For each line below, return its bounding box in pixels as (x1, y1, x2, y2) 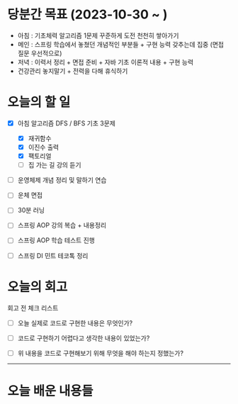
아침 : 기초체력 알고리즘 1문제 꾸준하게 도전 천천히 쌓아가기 (17, 31, 179, 40)
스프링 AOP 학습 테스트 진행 (17, 236, 96, 245)
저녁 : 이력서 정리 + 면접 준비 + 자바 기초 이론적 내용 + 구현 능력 (17, 57, 193, 66)
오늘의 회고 (7, 279, 68, 295)
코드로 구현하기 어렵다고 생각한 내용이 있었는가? (17, 334, 150, 342)
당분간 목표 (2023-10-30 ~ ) (7, 6, 168, 23)
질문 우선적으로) (17, 49, 62, 57)
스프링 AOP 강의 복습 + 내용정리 (17, 221, 107, 230)
